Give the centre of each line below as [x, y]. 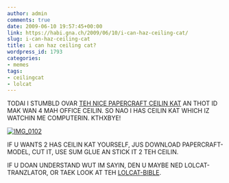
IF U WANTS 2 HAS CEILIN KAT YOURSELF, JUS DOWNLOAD [94, 144]
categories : [24, 58]
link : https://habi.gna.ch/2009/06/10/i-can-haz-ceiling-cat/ [98, 33]
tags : [15, 71]
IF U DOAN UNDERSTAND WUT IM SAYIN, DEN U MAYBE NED [95, 165]
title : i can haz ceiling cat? [52, 45]
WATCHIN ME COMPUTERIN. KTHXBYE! [64, 118]
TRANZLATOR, [28, 173]
